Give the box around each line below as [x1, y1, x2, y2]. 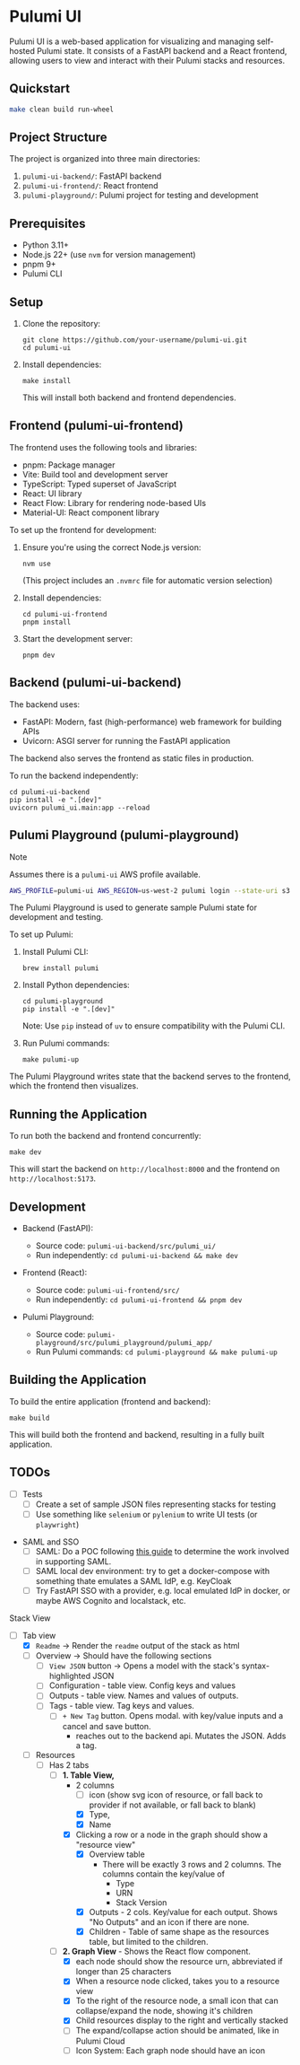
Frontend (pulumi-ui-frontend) [9, 418, 184, 433]
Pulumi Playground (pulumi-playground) [9, 827, 240, 843]
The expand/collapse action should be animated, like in [75, 2026, 279, 2036]
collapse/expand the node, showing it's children [75, 2006, 253, 2017]
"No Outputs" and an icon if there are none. [89, 1917, 250, 1928]
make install [21, 377, 72, 386]
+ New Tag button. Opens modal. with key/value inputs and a [62, 1711, 284, 1721]
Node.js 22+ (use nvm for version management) [21, 249, 196, 260]
